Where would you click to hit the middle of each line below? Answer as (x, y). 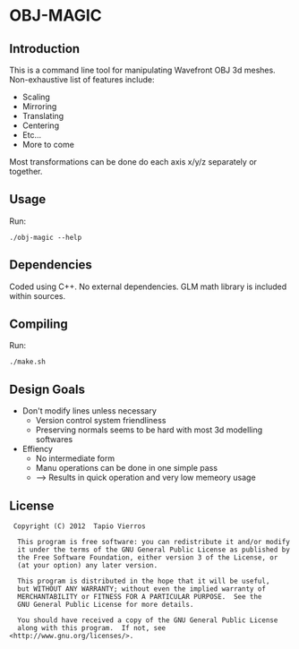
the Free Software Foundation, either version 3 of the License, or (148, 558)
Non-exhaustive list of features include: (82, 80)
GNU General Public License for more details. (106, 605)
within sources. (37, 295)
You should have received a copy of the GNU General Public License (148, 620)
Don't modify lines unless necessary (89, 411)
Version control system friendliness (101, 421)
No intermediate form (75, 458)
